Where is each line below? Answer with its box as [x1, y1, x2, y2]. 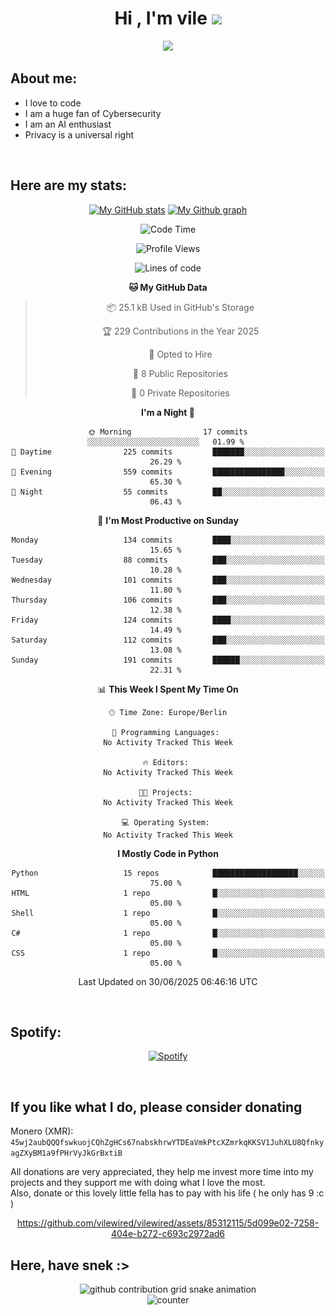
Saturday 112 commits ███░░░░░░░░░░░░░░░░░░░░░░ [11, 635, 325, 645]
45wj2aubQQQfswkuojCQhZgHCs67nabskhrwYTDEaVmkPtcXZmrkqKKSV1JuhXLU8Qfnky [10, 1138, 325, 1148]
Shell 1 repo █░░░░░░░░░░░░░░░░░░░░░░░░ [11, 908, 325, 918]
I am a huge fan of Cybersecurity [24, 107, 162, 119]
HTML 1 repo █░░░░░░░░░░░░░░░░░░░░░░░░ [11, 888, 325, 898]
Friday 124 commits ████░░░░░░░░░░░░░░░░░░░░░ [11, 615, 325, 625]
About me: [10, 70, 78, 87]
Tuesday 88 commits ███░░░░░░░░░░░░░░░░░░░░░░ [11, 555, 325, 565]
